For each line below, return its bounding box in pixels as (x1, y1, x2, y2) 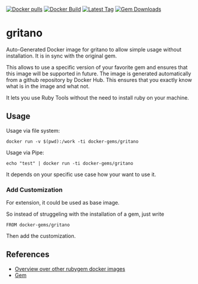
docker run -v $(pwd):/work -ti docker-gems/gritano (6, 138, 139, 145)
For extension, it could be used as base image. (6, 199, 120, 206)
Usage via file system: (6, 127, 60, 134)
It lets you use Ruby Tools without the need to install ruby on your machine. (6, 94, 189, 101)
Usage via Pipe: (6, 149, 44, 156)
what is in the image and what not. (6, 82, 90, 90)
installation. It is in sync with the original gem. (6, 52, 117, 59)
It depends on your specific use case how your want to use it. (6, 171, 157, 178)
